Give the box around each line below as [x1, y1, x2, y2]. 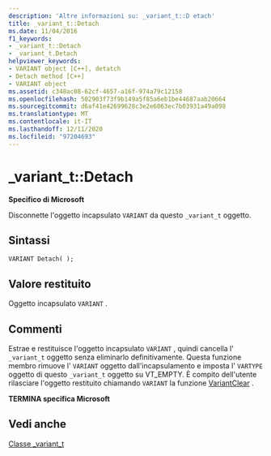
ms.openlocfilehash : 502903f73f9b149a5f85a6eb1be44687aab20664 [8, 95, 227, 103]
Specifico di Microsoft [8, 194, 85, 204]
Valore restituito [8, 277, 91, 290]
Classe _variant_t [8, 439, 65, 449]
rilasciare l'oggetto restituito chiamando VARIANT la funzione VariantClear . [8, 378, 254, 388]
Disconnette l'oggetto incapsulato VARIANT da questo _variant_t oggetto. [8, 210, 252, 220]
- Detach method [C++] [8, 72, 85, 80]
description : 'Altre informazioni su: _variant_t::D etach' [8, 11, 216, 20]
